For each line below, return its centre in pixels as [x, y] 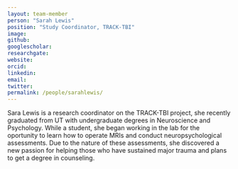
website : [20, 60]
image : [17, 34]
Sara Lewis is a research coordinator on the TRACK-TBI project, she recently [119, 113]
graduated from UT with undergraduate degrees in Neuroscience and [109, 120]
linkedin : [22, 73]
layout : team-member [38, 14]
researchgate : [28, 54]
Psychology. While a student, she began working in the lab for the [104, 128]
